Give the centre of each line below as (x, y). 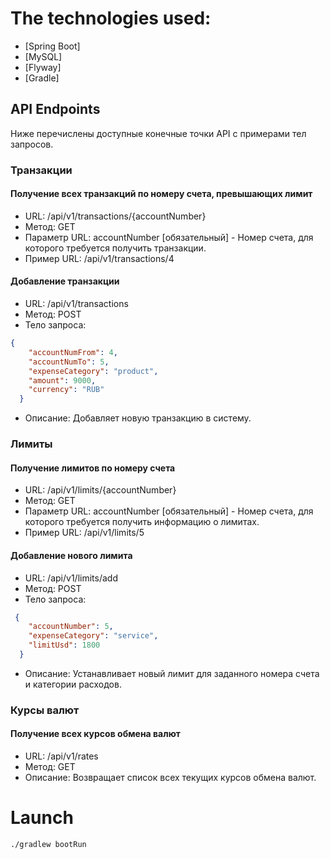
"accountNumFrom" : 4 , (73, 352)
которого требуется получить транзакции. (115, 248)
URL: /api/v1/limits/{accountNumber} (100, 490)
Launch (42, 818)
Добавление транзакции (65, 281)
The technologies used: (111, 18)
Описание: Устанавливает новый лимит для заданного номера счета (172, 673)
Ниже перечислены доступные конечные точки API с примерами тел (158, 133)
